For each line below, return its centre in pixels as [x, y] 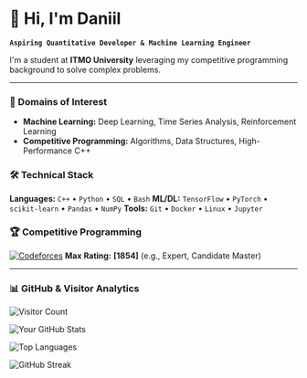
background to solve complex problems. [85, 69]
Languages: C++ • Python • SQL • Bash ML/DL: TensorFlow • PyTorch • [139, 198]
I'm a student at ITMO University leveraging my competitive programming [149, 59]
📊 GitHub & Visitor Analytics [74, 289]
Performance [48, 151]
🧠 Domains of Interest [58, 101]
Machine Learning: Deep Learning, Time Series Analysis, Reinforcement [159, 121]
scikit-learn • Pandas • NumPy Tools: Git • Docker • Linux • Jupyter [136, 208]
